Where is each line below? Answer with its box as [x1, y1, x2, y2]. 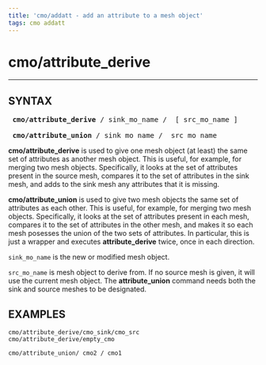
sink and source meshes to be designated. [8, 284, 146, 294]
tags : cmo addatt [8, 19, 66, 27]
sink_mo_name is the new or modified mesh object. [8, 253, 170, 262]
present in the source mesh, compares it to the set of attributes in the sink [8, 171, 249, 181]
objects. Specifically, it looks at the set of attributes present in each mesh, [8, 211, 249, 222]
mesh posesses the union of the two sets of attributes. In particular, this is [8, 229, 249, 238]
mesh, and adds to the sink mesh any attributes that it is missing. [8, 180, 220, 189]
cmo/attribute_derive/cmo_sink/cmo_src [8, 329, 140, 336]
